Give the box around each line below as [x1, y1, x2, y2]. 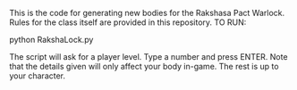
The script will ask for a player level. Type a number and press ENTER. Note [9, 52, 288, 61]
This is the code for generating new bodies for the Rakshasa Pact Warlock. [9, 8, 285, 18]
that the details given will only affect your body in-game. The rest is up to [9, 61, 279, 71]
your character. [9, 70, 65, 81]
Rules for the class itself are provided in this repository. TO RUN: [9, 17, 247, 28]
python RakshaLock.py [9, 35, 94, 45]
